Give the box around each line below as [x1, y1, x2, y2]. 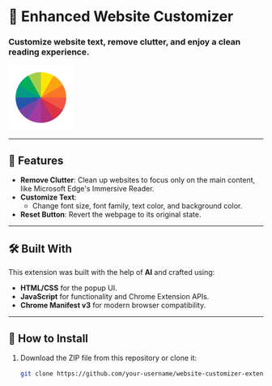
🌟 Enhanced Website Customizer [8, 7, 234, 26]
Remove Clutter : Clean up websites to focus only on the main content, [19, 175, 256, 185]
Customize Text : [19, 192, 77, 202]
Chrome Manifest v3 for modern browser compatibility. [19, 300, 206, 311]
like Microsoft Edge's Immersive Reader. [19, 184, 155, 194]
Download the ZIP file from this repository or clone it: [19, 353, 197, 362]
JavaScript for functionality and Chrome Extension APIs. [19, 292, 210, 302]
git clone [19, 369, 54, 378]
